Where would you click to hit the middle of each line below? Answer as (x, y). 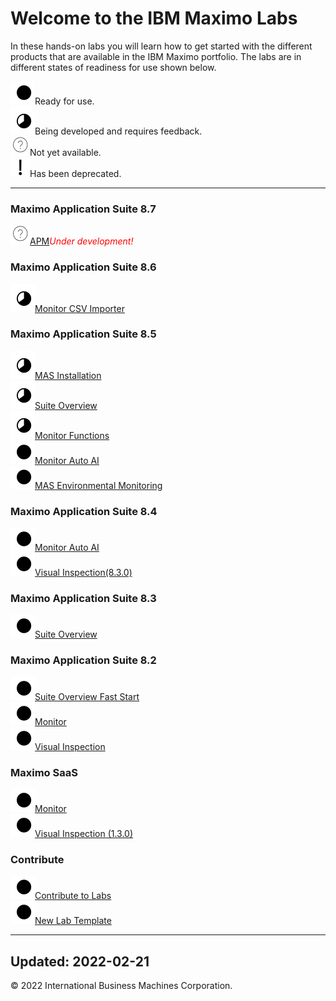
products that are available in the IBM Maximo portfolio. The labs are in (156, 56)
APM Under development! (81, 241)
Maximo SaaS (44, 772)
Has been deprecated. (75, 173)
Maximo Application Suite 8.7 (83, 209)
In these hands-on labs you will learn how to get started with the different (161, 46)
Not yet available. (65, 152)
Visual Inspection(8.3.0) (83, 573)
